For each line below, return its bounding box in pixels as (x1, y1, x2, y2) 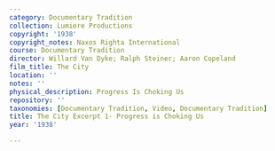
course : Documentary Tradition (9, 46, 125, 55)
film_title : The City (9, 63, 90, 72)
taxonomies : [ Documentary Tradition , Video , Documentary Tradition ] (9, 104, 268, 113)
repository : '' (9, 95, 66, 105)
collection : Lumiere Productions (9, 21, 133, 30)
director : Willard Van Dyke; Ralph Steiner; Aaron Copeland (9, 54, 237, 63)
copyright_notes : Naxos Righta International (9, 37, 180, 47)
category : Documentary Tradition (9, 12, 133, 22)
